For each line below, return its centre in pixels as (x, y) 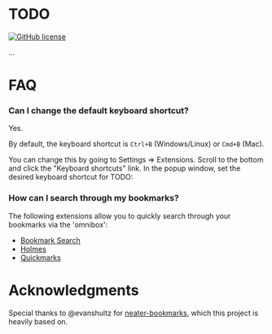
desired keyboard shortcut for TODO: (71, 177)
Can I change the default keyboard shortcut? (99, 111)
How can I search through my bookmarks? (94, 198)
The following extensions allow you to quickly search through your (120, 215)
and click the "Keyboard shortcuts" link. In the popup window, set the (125, 168)
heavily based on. (38, 321)
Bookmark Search (50, 240)
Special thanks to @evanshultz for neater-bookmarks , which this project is (134, 313)
